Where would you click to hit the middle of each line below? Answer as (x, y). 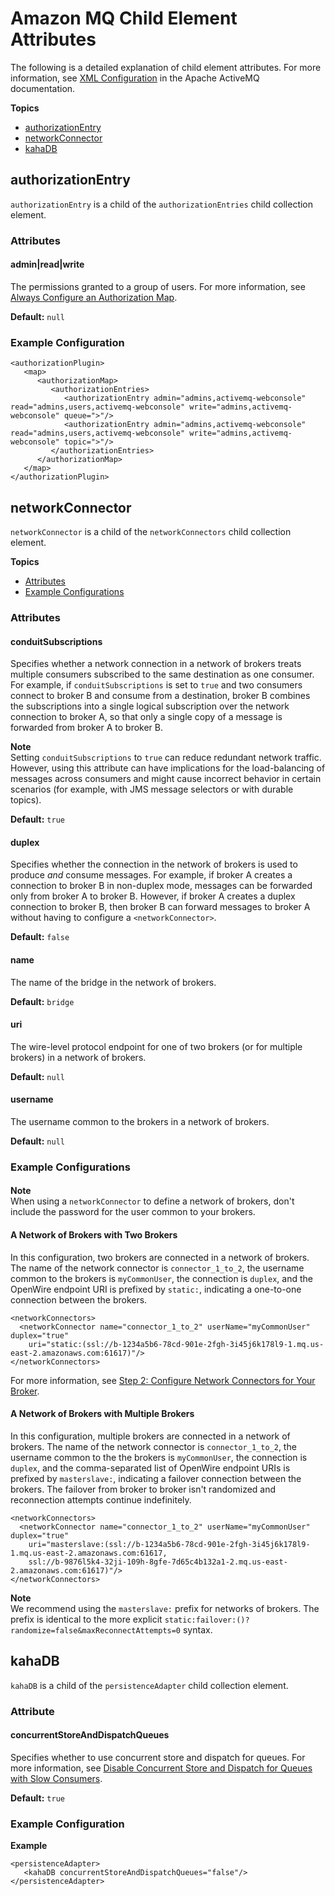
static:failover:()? (207, 1620)
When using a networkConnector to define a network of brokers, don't (152, 1201)
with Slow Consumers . (56, 1778)
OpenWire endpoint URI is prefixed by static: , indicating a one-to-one (156, 1289)
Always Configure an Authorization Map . (94, 297)
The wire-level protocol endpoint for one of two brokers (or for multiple (156, 1046)
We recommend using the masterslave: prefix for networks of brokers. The (165, 1608)
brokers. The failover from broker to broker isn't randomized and (143, 1489)
